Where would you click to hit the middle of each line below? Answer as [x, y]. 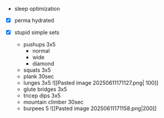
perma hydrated [34, 20]
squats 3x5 [37, 70]
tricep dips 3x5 [42, 96]
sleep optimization [37, 9]
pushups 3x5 [39, 45]
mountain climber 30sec [53, 102]
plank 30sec [39, 76]
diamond [43, 64]
